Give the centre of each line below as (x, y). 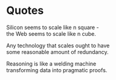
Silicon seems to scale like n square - (53, 27)
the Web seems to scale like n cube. (51, 33)
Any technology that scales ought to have (58, 45)
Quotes (25, 11)
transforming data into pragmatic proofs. (57, 70)
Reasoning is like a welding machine (51, 64)
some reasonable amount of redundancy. (57, 52)
